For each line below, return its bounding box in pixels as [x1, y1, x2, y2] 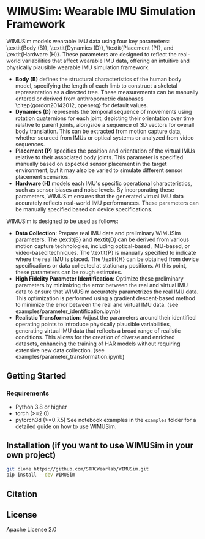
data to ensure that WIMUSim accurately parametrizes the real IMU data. [15, 288, 199, 295]
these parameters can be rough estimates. [15, 268, 122, 276]
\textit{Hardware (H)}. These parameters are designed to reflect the [6, 50, 177, 58]
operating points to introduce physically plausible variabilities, [15, 320, 171, 328]
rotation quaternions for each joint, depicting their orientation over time [15, 115, 195, 122]
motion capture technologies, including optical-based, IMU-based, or [15, 242, 190, 249]
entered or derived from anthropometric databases [15, 95, 144, 102]
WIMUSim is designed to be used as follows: [6, 217, 119, 225]
